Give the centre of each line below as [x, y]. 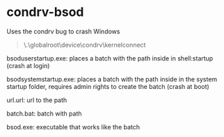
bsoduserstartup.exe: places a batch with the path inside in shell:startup [110, 58]
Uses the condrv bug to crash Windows [63, 31]
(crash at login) [28, 65]
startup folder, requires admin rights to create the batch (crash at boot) [108, 86]
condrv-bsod [45, 12]
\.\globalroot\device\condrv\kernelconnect [85, 45]
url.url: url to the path [37, 100]
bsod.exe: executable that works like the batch [73, 127]
